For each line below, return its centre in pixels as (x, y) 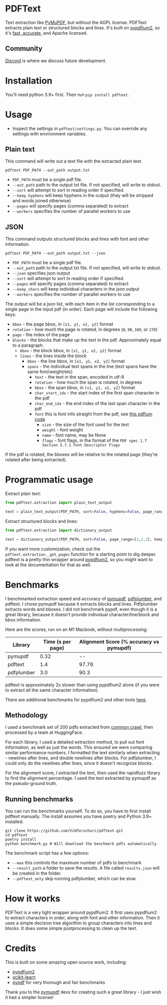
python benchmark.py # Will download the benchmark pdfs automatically (81, 844)
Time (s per (57, 641)
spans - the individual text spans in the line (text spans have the (92, 367)
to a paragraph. (28, 345)
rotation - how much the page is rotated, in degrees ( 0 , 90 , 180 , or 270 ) (85, 329)
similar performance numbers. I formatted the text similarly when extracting (83, 753)
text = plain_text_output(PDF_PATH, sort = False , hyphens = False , (73, 512)
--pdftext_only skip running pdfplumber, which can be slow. (74, 879)
